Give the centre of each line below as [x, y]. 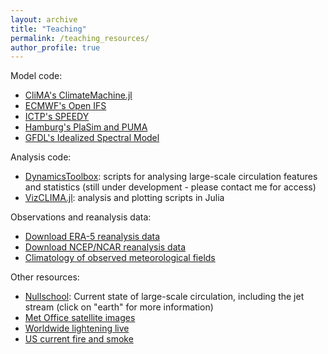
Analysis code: [41, 157]
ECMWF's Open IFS [65, 106]
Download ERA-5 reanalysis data [92, 237]
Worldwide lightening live [77, 328]
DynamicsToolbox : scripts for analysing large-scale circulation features [171, 177]
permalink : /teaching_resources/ [80, 38]
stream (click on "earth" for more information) [119, 307]
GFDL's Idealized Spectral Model [92, 138]
